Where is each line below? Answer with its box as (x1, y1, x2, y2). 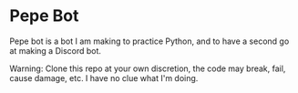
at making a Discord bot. (9, 45, 102, 56)
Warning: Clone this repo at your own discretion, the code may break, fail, (9, 63, 286, 74)
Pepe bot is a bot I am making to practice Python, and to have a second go (9, 36, 290, 46)
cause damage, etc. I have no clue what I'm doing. (9, 72, 199, 83)
